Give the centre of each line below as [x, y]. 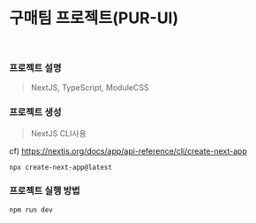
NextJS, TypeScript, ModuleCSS [90, 88]
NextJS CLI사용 [58, 133]
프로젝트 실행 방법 [45, 191]
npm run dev [31, 210]
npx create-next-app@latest [61, 167]
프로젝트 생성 [35, 112]
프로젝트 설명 [35, 67]
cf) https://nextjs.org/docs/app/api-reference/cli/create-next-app [128, 150]
